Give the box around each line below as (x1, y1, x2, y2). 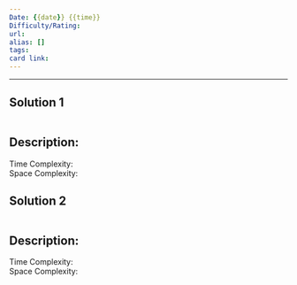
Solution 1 (9, 95, 65, 111)
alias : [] (9, 37, 46, 47)
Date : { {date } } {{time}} (9, 12, 101, 22)
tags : (9, 46, 29, 55)
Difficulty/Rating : (9, 21, 81, 30)
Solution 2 (9, 194, 66, 209)
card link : (9, 54, 49, 63)
